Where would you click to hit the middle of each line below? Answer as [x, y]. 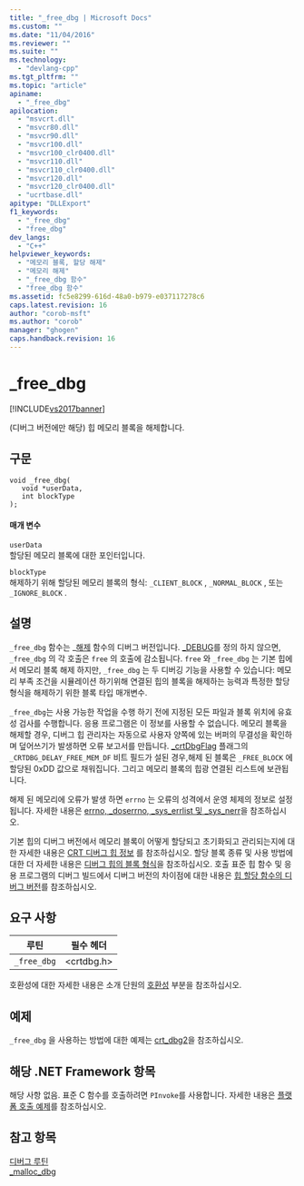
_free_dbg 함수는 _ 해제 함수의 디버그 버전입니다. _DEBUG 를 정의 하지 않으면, [145, 647]
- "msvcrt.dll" [46, 119]
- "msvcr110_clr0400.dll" [67, 170]
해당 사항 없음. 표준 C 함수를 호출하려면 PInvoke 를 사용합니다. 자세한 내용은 [142, 1095]
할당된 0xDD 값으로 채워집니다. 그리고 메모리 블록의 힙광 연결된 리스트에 [137, 768]
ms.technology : [38, 60]
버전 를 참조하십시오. [61, 886]
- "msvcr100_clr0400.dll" [67, 153]
